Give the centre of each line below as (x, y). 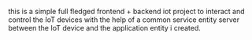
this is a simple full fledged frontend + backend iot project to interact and (127, 11)
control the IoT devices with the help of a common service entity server (124, 20)
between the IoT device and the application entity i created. (104, 28)
